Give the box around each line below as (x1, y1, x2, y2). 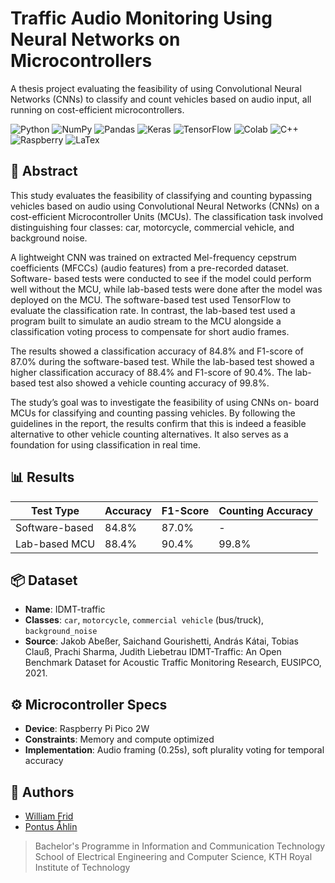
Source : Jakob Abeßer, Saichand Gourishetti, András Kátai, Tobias (24, 635, 299, 647)
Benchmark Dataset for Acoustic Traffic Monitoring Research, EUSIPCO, (24, 657, 322, 669)
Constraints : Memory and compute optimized (24, 733, 215, 746)
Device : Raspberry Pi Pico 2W (24, 723, 150, 735)
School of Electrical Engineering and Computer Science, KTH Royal (34, 851, 313, 862)
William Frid (24, 810, 74, 822)
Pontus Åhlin (24, 821, 78, 832)
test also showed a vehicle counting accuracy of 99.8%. (38, 377, 270, 389)
